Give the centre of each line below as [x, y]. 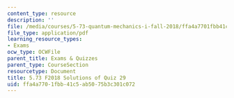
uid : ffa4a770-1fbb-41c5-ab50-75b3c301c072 [71, 84]
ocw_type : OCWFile [34, 52]
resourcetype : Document [42, 71]
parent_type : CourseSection [48, 65]
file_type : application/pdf [48, 33]
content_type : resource [42, 13]
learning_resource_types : [45, 39]
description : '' [31, 20]
